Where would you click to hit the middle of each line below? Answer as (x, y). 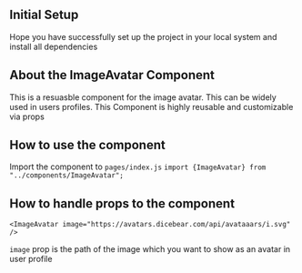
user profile (31, 259)
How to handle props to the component (122, 203)
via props (27, 116)
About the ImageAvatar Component (112, 75)
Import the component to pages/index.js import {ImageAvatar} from (138, 167)
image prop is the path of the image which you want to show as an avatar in (150, 249)
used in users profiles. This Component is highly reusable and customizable (151, 106)
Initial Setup (44, 15)
